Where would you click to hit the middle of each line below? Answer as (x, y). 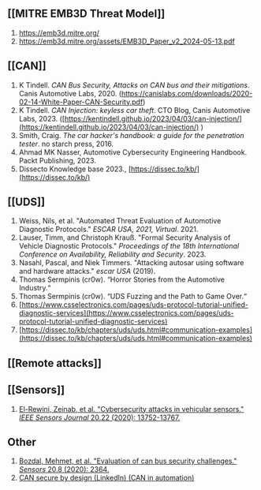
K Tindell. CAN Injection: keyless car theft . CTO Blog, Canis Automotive (134, 110)
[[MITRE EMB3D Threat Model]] (86, 14)
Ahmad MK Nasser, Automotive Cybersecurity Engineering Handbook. (133, 152)
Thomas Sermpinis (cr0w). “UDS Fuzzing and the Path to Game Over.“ (133, 297)
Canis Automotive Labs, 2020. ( (70, 93)
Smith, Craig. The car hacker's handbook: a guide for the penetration (132, 135)
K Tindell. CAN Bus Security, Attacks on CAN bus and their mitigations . (134, 85)
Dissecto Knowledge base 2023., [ (75, 169)
